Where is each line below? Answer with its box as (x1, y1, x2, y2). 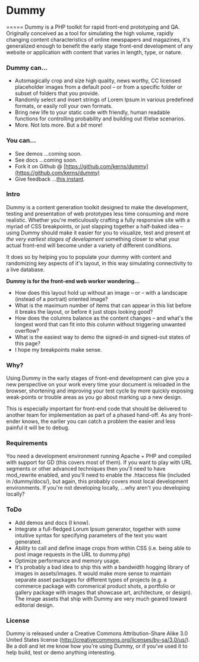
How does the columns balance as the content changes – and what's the (14, 314, 193, 321)
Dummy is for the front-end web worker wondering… (6, 277, 140, 284)
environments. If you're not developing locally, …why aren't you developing (6, 484, 190, 491)
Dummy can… (6, 63, 48, 72)
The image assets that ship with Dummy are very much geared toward (14, 595, 187, 602)
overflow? (14, 327, 40, 334)
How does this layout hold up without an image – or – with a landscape (14, 289, 188, 296)
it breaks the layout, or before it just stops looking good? (14, 308, 153, 315)
